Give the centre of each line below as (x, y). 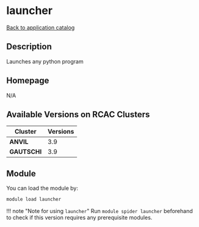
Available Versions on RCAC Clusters (78, 114)
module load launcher (34, 200)
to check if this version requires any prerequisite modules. (79, 218)
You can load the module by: (42, 188)
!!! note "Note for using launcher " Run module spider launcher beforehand (100, 211)
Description (29, 47)
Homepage (28, 81)
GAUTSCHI (26, 152)
